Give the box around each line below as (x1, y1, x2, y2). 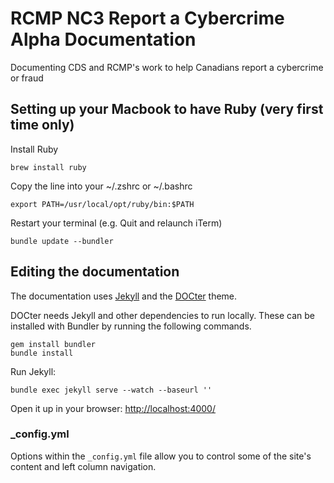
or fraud (10, 72, 44, 84)
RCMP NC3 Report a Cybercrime (10, 7, 285, 30)
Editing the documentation (10, 263, 180, 281)
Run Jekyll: (10, 365, 57, 377)
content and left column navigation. (10, 460, 157, 472)
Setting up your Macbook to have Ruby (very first (10, 101, 324, 118)
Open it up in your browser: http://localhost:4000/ (10, 402, 216, 414)
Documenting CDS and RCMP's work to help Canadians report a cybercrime (10, 61, 324, 73)
